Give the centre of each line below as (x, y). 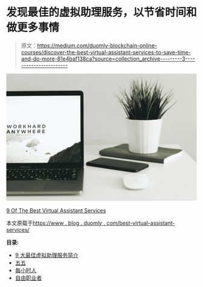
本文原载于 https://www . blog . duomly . (56, 223)
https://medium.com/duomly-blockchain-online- (97, 45)
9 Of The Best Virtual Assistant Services (56, 210)
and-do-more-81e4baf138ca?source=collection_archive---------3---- (108, 59)
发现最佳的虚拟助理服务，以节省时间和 (102, 12)
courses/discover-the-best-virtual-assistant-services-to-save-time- (106, 52)
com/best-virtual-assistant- (141, 223)
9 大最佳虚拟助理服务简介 (47, 255)
